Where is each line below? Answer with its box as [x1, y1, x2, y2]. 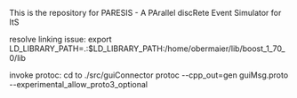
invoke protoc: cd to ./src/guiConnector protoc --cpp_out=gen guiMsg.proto [9, 70, 289, 80]
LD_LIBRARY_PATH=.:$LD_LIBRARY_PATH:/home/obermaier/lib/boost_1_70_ [9, 43, 286, 54]
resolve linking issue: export [9, 34, 113, 44]
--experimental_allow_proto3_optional [9, 79, 148, 89]
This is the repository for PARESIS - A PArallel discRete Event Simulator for [9, 8, 282, 18]
